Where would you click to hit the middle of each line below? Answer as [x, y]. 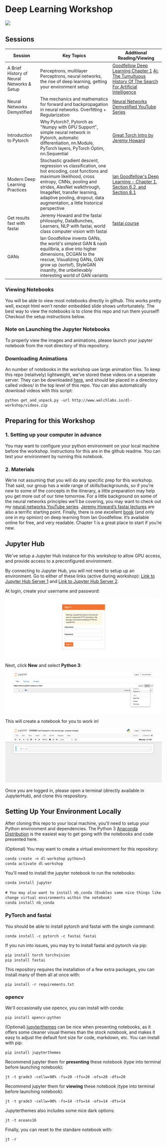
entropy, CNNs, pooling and [68, 182]
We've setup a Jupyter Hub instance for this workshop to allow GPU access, [83, 556]
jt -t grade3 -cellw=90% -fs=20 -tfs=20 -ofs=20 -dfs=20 [65, 1077]
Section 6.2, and [129, 187]
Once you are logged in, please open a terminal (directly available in [75, 790]
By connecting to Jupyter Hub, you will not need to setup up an [70, 571]
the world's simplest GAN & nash [74, 243]
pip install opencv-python [33, 1018]
